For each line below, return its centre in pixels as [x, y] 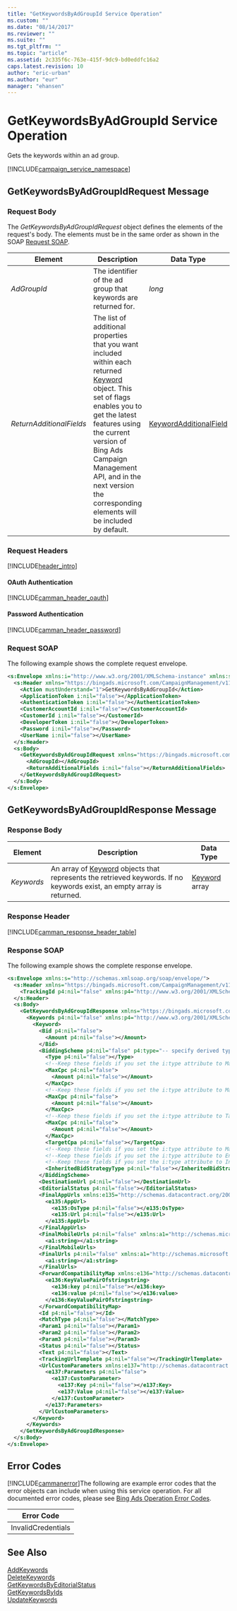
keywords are [116, 297]
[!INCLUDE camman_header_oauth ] [58, 598]
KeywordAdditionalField [188, 423]
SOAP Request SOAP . [39, 241]
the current [111, 433]
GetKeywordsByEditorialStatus [52, 1584]
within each [112, 362]
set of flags [111, 397]
